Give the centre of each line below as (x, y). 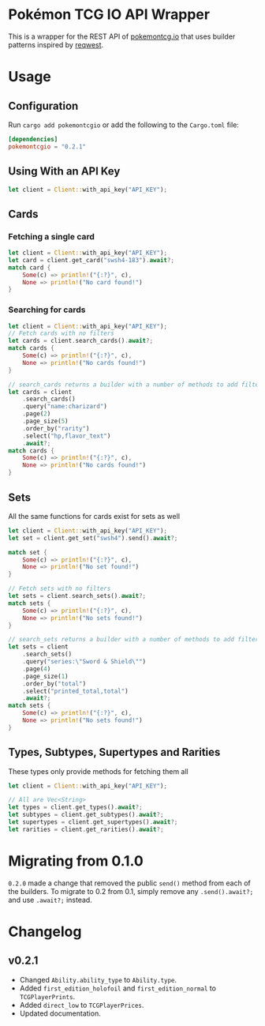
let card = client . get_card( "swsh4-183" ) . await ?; (91, 260)
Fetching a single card (51, 236)
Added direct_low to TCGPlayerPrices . (82, 1005)
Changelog (45, 932)
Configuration (43, 105)
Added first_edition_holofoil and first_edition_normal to (118, 988)
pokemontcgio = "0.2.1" (47, 147)
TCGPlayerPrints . (47, 996)
